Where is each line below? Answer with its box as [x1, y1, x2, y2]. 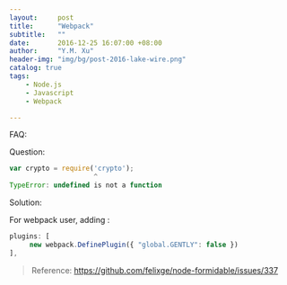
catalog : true [9, 64, 63, 73]
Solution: [9, 197, 42, 208]
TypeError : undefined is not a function [9, 181, 163, 190]
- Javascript [25, 88, 74, 97]
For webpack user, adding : [9, 215, 110, 225]
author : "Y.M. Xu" [9, 47, 94, 56]
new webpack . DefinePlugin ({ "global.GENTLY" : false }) [29, 240, 239, 249]
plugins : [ [9, 232, 50, 241]
